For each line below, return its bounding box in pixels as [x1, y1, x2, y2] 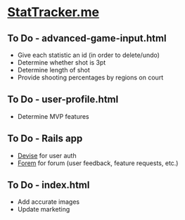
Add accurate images [17, 198, 80, 206]
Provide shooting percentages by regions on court [17, 73, 164, 82]
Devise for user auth [17, 151, 77, 160]
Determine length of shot [17, 66, 90, 74]
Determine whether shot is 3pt [17, 58, 106, 67]
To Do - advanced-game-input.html [7, 32, 167, 44]
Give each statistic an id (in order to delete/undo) [17, 51, 160, 59]
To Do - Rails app [7, 133, 83, 145]
